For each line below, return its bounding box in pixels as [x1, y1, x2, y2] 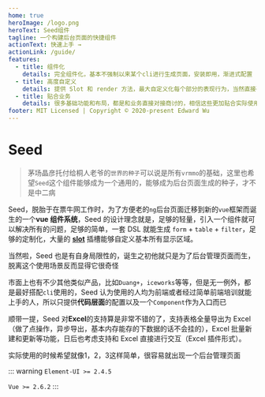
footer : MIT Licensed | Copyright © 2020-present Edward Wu [8, 107, 211, 115]
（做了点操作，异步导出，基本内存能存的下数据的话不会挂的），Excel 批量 [8, 324, 246, 333]
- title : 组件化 [15, 63, 65, 71]
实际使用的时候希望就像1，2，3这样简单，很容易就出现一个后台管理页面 [8, 350, 241, 360]
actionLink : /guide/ [8, 48, 77, 56]
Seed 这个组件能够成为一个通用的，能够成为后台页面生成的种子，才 [34, 178, 250, 187]
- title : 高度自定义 [15, 77, 77, 85]
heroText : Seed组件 [8, 26, 70, 34]
